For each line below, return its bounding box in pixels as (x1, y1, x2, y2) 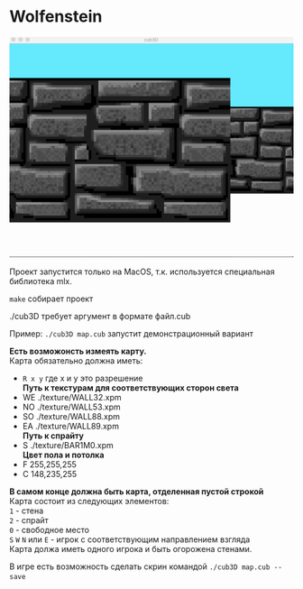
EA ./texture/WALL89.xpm (22, 421, 120, 432)
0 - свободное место (9, 525, 90, 536)
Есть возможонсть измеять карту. (9, 345, 147, 357)
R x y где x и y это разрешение (22, 373, 143, 384)
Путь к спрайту (22, 430, 84, 441)
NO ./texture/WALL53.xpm (22, 401, 122, 412)
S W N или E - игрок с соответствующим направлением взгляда (9, 534, 251, 545)
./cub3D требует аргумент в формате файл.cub (9, 311, 191, 322)
